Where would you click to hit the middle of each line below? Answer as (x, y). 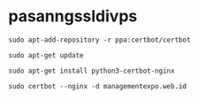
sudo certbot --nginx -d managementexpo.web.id (98, 86)
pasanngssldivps (73, 16)
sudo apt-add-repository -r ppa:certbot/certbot (99, 40)
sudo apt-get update (46, 55)
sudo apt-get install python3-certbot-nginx (92, 71)
